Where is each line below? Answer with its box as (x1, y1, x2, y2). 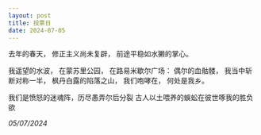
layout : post (8, 11, 52, 20)
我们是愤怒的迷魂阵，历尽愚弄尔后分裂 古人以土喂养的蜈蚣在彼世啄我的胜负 (8, 93, 254, 102)
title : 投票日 (8, 19, 52, 27)
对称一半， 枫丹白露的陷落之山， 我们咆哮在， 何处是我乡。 (14, 76, 209, 86)
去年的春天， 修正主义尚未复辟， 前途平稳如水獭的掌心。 (8, 49, 193, 59)
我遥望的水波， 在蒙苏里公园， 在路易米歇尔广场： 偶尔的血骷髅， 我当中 (8, 66, 246, 75)
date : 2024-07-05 (8, 26, 66, 34)
